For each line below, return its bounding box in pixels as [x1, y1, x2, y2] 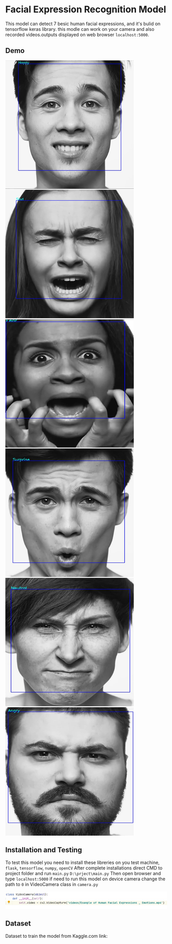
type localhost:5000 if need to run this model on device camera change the [5, 876, 166, 882]
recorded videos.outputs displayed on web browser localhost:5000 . [5, 31, 149, 37]
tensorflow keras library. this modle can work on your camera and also [5, 26, 155, 32]
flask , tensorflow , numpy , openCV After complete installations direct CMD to [5, 864, 163, 871]
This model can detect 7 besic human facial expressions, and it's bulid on [5, 21, 161, 27]
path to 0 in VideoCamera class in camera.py [5, 881, 99, 887]
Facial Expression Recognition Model [5, 4, 166, 15]
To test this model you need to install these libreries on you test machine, [5, 859, 160, 865]
